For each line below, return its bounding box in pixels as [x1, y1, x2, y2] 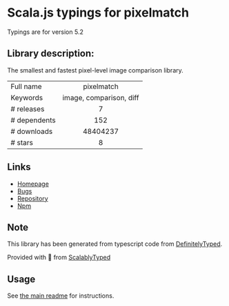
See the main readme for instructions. [7, 291, 114, 300]
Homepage [17, 180, 50, 188]
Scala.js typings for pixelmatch [7, 5, 190, 21]
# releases [10, 104, 45, 113]
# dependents [10, 115, 57, 125]
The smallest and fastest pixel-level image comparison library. [7, 66, 184, 74]
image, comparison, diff [62, 93, 139, 102]
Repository [17, 194, 48, 202]
